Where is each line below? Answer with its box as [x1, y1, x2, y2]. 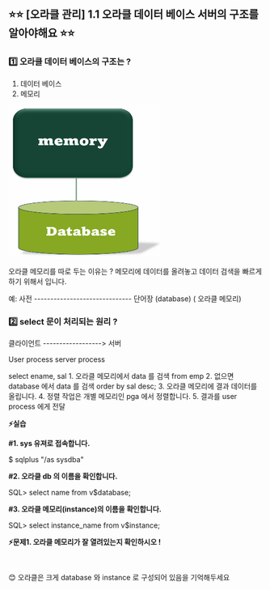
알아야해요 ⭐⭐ [8, 27, 75, 40]
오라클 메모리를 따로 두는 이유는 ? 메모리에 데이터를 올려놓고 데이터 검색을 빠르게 [8, 266, 263, 276]
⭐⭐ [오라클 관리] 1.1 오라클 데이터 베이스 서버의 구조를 [8, 7, 259, 22]
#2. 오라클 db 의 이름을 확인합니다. [8, 471, 118, 481]
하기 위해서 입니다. [8, 276, 67, 286]
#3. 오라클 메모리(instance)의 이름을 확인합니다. [8, 504, 162, 514]
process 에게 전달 [8, 401, 66, 411]
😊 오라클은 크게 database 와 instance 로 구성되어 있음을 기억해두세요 [8, 572, 230, 582]
